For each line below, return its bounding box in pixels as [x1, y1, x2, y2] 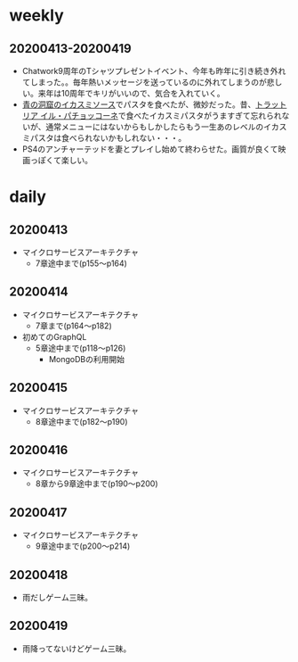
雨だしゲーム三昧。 [21, 592, 93, 603]
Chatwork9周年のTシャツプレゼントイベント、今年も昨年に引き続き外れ [21, 66, 286, 76]
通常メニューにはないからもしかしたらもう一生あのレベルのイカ [45, 121, 280, 132]
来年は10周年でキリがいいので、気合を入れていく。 [37, 88, 225, 98]
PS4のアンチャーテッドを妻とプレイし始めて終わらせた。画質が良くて [21, 144, 278, 154]
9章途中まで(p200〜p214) [35, 541, 131, 551]
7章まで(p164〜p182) [35, 320, 113, 331]
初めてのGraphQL [21, 331, 87, 342]
